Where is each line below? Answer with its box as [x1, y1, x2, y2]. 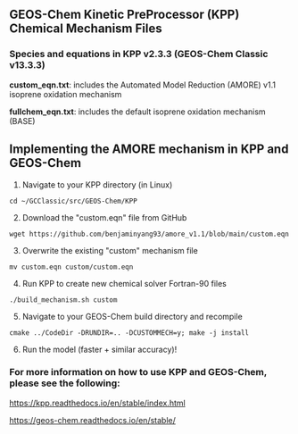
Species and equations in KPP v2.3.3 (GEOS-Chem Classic [9, 48, 269, 61]
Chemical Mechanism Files [9, 21, 162, 37]
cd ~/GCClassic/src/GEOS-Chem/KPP [9, 196, 138, 205]
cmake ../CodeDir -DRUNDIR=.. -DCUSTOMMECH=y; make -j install [9, 328, 250, 338]
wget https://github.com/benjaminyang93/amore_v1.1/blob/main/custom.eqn [9, 230, 290, 238]
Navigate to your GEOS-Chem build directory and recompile [21, 311, 243, 321]
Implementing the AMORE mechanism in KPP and [9, 142, 289, 157]
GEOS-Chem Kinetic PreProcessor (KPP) [9, 7, 240, 22]
